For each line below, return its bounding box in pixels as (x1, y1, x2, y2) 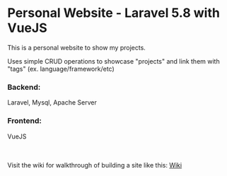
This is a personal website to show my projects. (7, 43, 146, 52)
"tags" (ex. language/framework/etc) (7, 64, 115, 73)
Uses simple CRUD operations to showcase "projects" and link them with (7, 57, 221, 65)
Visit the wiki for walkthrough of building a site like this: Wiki (7, 160, 182, 169)
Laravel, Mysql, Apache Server (7, 98, 97, 107)
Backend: (7, 82, 41, 92)
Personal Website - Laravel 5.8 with (7, 5, 221, 21)
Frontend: (7, 116, 42, 126)
